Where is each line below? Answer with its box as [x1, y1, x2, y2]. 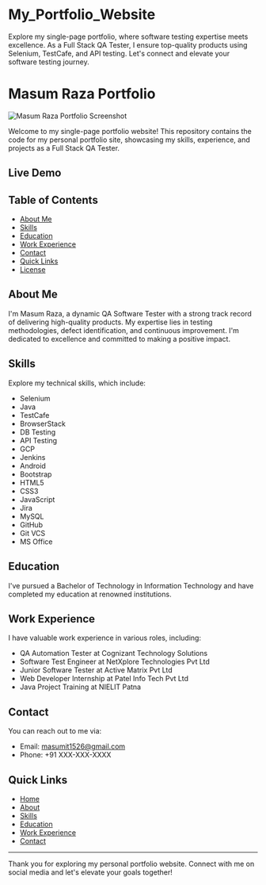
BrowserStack [19, 419, 66, 428]
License [19, 265, 46, 274]
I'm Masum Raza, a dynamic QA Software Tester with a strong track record [8, 308, 252, 318]
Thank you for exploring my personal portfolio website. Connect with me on [8, 859, 255, 868]
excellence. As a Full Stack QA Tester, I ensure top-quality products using [8, 40, 248, 49]
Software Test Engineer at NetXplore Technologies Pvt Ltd [19, 657, 210, 667]
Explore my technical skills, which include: [8, 378, 146, 388]
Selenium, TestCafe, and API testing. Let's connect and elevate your [8, 48, 230, 58]
